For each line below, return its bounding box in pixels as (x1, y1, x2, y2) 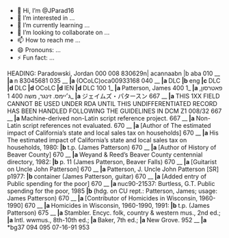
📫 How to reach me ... (16, 36, 81, 44)
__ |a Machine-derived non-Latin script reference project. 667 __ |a (7, 114, 195, 122)
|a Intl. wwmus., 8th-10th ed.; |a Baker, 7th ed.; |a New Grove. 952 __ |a (7, 216, 207, 224)
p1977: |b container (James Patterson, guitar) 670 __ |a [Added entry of (7, 172, 207, 181)
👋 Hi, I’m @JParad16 (16, 7, 75, 14)
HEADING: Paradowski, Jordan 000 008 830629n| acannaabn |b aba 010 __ (7, 69, 221, 77)
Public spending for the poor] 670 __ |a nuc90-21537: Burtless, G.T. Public (7, 180, 215, 187)
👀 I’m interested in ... (16, 14, 75, 22)
